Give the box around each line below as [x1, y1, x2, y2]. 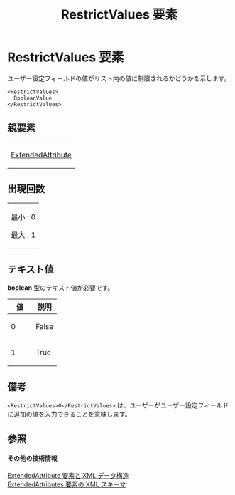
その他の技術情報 [7, 454, 58, 463]
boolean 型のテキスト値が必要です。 [7, 283, 114, 292]
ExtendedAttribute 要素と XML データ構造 [7, 471, 129, 479]
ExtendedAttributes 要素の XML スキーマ [7, 480, 126, 489]
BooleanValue [13, 94, 53, 102]
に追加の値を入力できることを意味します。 [7, 410, 131, 419]
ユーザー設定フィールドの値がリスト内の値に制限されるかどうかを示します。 [7, 74, 231, 83]
